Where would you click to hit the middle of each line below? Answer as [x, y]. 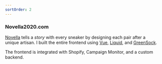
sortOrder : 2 [18, 10]
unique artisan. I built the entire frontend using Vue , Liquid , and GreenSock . [81, 43]
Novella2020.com [27, 26]
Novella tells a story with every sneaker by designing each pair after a [75, 37]
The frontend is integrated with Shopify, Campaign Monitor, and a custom [79, 52]
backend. [14, 57]
